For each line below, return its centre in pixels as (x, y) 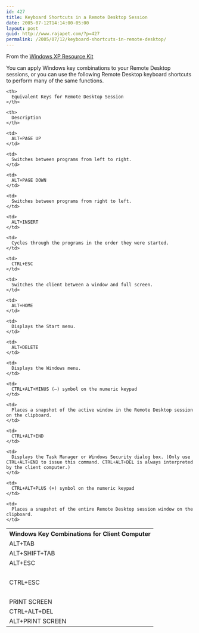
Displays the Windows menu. (46, 368)
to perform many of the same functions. (55, 81)
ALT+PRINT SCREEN (38, 621)
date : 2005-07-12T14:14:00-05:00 (48, 23)
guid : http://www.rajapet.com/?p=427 (53, 34)
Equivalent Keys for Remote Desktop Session (68, 97)
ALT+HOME (22, 305)
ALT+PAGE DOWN (29, 180)
